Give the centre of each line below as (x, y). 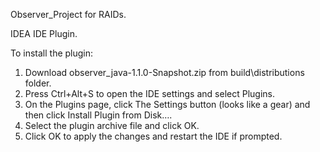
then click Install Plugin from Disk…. (98, 115)
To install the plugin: (52, 53)
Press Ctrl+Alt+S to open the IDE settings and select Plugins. (149, 93)
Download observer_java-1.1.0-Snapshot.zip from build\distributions (164, 72)
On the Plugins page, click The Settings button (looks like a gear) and (167, 104)
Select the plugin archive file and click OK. (112, 125)
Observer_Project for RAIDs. (68, 14)
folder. (38, 83)
